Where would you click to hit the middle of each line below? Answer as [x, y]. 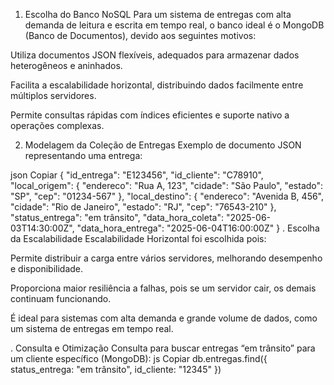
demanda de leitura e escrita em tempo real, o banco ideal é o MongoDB [174, 25]
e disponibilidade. [47, 268]
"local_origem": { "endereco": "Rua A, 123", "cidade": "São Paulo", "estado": [167, 185]
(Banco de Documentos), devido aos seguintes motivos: [140, 35]
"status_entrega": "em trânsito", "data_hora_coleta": [117, 217]
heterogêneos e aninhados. [66, 65]
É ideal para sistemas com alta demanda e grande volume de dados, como [164, 318]
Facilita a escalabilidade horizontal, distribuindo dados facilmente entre [157, 85]
